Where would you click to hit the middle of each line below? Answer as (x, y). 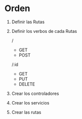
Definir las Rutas (28, 22)
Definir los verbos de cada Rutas (44, 31)
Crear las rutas (26, 112)
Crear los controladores (35, 93)
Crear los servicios (30, 103)
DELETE (27, 84)
